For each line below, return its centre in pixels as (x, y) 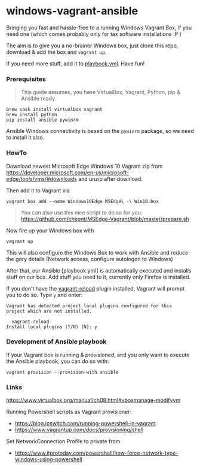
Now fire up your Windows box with (50, 230)
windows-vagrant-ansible (72, 11)
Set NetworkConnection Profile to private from (63, 441)
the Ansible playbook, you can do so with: (58, 361)
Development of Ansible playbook (56, 341)
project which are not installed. (49, 311)
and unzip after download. (111, 178)
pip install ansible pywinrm (42, 120)
